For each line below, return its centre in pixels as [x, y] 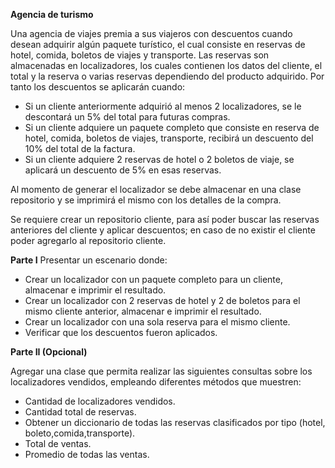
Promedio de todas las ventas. [87, 454]
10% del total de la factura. [80, 148]
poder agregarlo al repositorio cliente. [88, 240]
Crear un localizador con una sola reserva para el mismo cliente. [157, 322]
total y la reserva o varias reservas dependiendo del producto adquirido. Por [167, 76]
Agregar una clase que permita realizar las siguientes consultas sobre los [161, 371]
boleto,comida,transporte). [80, 433]
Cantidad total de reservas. [80, 412]
